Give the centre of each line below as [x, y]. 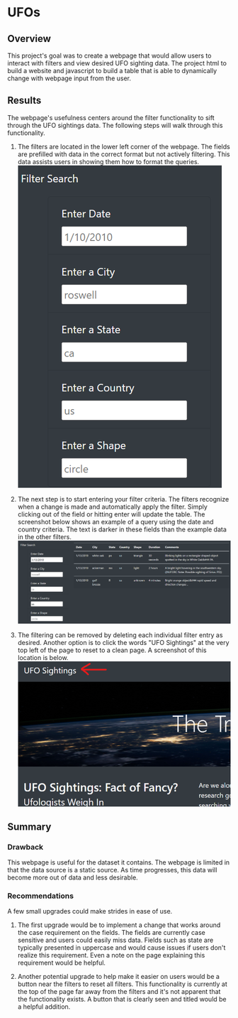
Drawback [25, 847]
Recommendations [41, 896]
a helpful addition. [44, 1007]
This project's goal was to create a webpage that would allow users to [109, 55]
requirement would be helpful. [62, 963]
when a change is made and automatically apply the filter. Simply [112, 507]
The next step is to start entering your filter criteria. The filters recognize [123, 499]
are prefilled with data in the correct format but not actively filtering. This [124, 154]
